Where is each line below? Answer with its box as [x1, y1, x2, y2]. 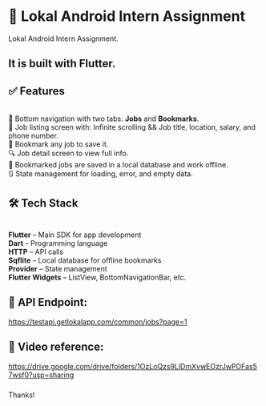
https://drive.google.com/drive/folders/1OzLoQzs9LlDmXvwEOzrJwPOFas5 [8, 361, 258, 371]
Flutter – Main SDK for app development [8, 230, 142, 239]
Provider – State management [8, 263, 108, 273]
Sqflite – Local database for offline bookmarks [8, 255, 162, 265]
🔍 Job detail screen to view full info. [8, 148, 129, 159]
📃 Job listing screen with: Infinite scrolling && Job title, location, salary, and [8, 123, 256, 132]
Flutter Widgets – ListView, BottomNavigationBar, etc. [8, 272, 187, 282]
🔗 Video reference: [8, 340, 104, 354]
